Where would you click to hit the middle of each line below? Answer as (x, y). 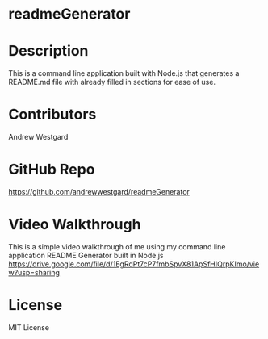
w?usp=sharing (34, 272)
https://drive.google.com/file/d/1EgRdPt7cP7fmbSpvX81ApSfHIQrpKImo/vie (134, 264)
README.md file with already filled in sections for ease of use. (112, 82)
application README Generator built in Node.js (86, 255)
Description (48, 51)
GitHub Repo (52, 169)
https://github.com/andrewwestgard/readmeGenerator (99, 192)
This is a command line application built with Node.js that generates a (124, 73)
